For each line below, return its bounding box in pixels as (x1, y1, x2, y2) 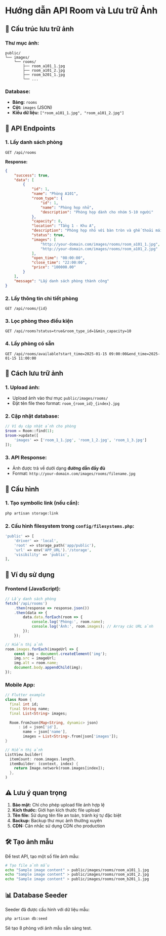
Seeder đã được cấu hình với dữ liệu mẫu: (5, 906, 90, 912)
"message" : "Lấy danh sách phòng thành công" (14, 278, 110, 284)
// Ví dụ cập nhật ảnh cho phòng (5, 424, 77, 429)
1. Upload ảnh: (5, 383, 40, 390)
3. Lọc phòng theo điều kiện (5, 317, 73, 324)
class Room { (5, 697, 32, 702)
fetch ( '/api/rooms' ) (5, 601, 48, 606)
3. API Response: (5, 454, 47, 461)
